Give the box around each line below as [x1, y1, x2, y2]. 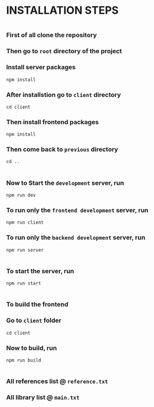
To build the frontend [6, 300, 69, 308]
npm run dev [6, 192, 36, 198]
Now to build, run [6, 344, 57, 352]
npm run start [6, 280, 42, 287]
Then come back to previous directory [6, 145, 118, 154]
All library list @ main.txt [6, 393, 80, 402]
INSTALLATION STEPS [6, 4, 119, 17]
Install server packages [6, 63, 76, 72]
